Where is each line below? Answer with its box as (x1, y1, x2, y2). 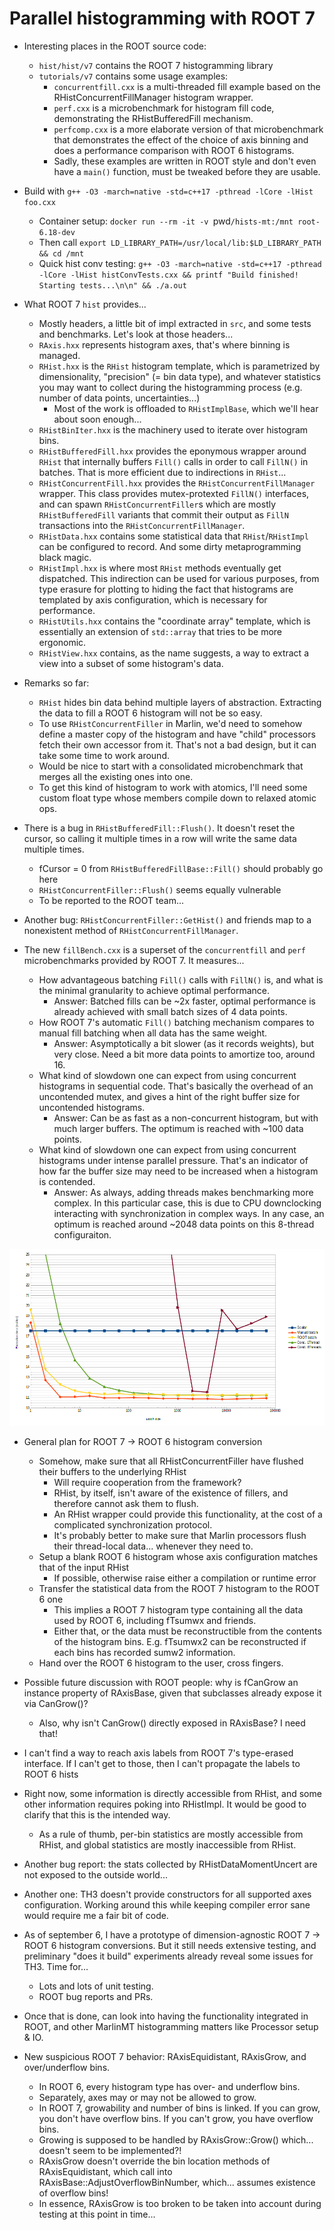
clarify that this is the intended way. (23, 1809, 171, 1821)
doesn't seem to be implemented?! (38, 2145, 182, 2157)
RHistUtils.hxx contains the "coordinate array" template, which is (38, 615, 311, 627)
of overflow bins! (38, 2187, 109, 2199)
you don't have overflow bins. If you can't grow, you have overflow (38, 2113, 314, 2125)
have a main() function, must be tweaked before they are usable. (53, 165, 321, 177)
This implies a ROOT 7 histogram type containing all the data (53, 1604, 304, 1616)
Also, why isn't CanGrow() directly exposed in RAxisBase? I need (38, 1717, 306, 1729)
